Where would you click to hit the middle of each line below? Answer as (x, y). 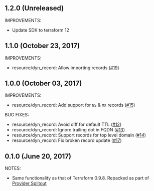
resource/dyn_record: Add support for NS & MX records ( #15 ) (73, 105)
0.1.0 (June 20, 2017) (38, 156)
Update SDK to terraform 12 (41, 30)
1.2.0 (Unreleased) (34, 8)
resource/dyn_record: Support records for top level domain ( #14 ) (79, 135)
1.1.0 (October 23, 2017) (42, 46)
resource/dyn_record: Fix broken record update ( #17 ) (67, 140)
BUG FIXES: (17, 115)
